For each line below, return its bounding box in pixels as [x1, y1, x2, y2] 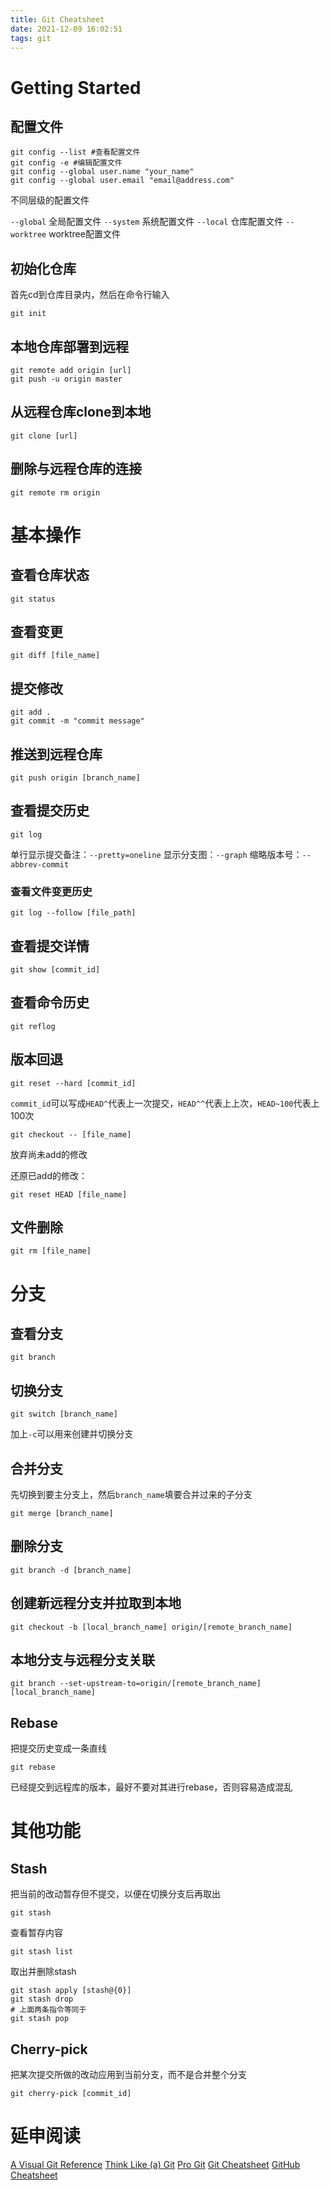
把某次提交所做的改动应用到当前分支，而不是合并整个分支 [10, 2069, 247, 2081]
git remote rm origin [10, 487, 101, 498]
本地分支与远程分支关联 [10, 1652, 155, 1669]
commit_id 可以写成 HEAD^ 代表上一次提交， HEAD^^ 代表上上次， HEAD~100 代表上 [10, 1097, 320, 1109]
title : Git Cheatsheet [10, 14, 105, 25]
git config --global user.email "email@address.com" [10, 176, 235, 186]
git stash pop [10, 2014, 70, 2024]
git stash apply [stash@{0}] [10, 1986, 132, 1996]
